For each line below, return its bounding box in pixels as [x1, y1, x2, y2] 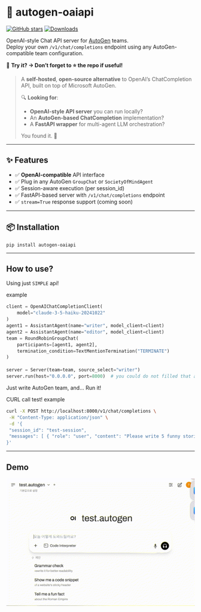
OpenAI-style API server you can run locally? [29, 107, 144, 115]
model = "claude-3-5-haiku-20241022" [17, 310, 106, 316]
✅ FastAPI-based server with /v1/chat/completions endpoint [14, 191, 165, 199]
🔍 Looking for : [20, 94, 59, 101]
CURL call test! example [6, 395, 65, 403]
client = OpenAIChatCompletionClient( [6, 304, 103, 310]
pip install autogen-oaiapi [6, 242, 77, 248]
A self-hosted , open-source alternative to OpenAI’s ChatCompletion [20, 75, 192, 83]
